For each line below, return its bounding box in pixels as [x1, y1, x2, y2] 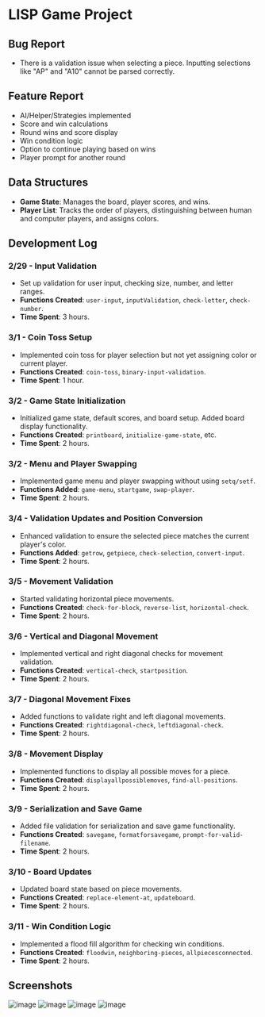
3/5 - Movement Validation [8, 576, 113, 587]
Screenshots [8, 978, 73, 992]
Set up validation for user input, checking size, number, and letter [19, 278, 234, 288]
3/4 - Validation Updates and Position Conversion [8, 513, 204, 524]
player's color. [19, 539, 67, 549]
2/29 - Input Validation [8, 260, 98, 271]
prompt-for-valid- [182, 831, 244, 839]
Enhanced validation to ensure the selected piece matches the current [19, 531, 250, 540]
